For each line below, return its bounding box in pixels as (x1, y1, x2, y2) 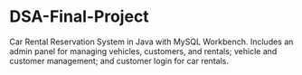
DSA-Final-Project (9, 6, 149, 27)
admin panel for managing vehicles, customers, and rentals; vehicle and (9, 45, 278, 56)
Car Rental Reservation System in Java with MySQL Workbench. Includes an (9, 36, 294, 47)
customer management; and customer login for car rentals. (9, 55, 229, 66)
